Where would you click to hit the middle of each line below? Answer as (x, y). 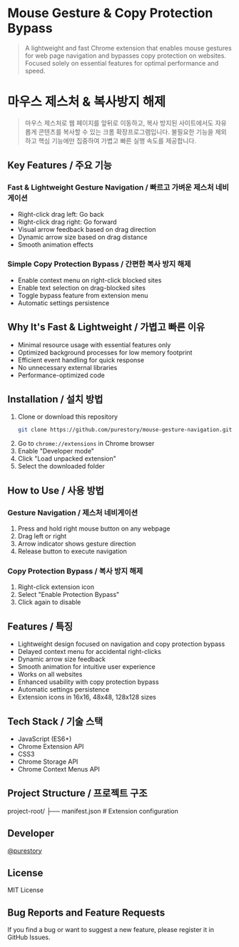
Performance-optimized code (61, 375)
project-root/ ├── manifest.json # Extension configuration (93, 811)
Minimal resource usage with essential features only (94, 344)
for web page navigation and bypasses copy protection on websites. (126, 56)
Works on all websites (50, 675)
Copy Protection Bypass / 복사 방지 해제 (75, 570)
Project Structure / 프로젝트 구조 (77, 793)
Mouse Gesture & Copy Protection (110, 13)
